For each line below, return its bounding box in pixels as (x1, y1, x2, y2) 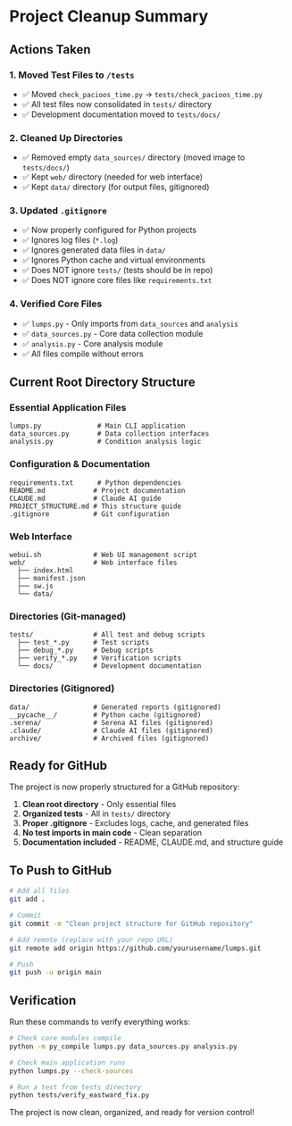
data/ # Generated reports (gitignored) (9, 703, 221, 712)
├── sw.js (17, 582, 54, 591)
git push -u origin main (9, 968, 102, 977)
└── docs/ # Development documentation (17, 662, 202, 671)
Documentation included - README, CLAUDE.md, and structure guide (21, 837, 284, 847)
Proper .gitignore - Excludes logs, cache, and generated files (21, 818, 249, 829)
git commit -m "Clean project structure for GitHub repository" (9, 919, 254, 928)
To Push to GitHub (9, 863, 113, 878)
